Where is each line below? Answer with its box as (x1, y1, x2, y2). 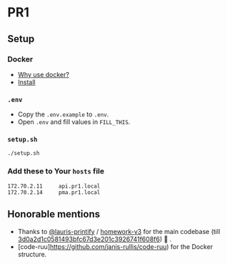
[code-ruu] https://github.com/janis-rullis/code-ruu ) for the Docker (17, 242, 213, 250)
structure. (17, 250, 47, 258)
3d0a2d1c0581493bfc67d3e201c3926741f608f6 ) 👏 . (17, 235, 172, 243)
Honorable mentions (7, 208, 101, 220)
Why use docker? (17, 70, 70, 78)
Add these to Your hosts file (7, 166, 105, 176)
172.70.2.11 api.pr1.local (7, 183, 101, 190)
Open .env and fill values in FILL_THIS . (17, 118, 131, 126)
